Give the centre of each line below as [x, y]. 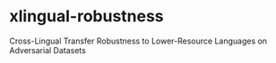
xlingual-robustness [86, 16]
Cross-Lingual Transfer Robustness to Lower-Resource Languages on [138, 41]
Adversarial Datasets [48, 50]
